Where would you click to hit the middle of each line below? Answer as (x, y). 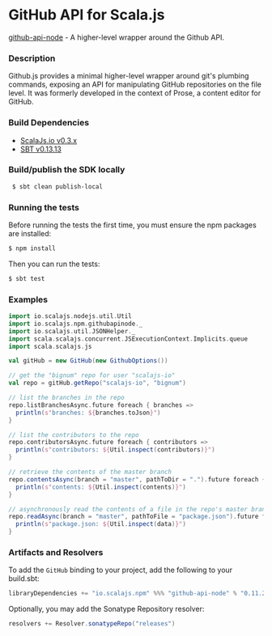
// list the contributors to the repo (74, 435)
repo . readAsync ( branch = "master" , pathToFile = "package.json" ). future (134, 517)
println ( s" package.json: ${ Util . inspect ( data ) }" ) (101, 524)
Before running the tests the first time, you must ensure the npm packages (132, 225)
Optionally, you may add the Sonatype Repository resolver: (106, 609)
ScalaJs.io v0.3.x (49, 140)
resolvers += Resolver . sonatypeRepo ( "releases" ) (92, 624)
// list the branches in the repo (67, 398)
